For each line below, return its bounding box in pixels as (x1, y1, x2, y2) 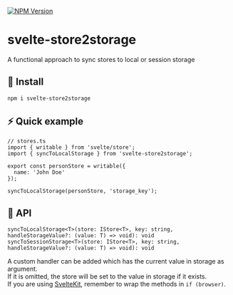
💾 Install (7, 76, 44, 88)
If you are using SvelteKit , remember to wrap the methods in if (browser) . (7, 280, 227, 289)
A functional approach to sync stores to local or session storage (7, 55, 195, 63)
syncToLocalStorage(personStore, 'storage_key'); (7, 187, 158, 195)
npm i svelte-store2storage (7, 95, 91, 102)
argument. (7, 264, 38, 274)
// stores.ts (7, 138, 46, 145)
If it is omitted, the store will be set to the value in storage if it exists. (7, 272, 207, 281)
